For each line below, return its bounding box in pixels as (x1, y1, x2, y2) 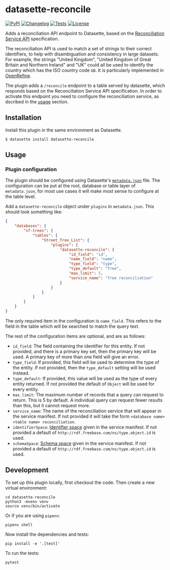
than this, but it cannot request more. (12, 402, 90, 408)
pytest (5, 560, 19, 565)
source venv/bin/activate (5, 503, 60, 508)
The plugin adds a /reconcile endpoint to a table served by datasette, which (5, 82, 165, 89)
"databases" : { (14, 223, 47, 229)
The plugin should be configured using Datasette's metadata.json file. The (5, 177, 160, 184)
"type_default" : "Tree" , (69, 266, 122, 271)
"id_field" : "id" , (69, 252, 108, 257)
